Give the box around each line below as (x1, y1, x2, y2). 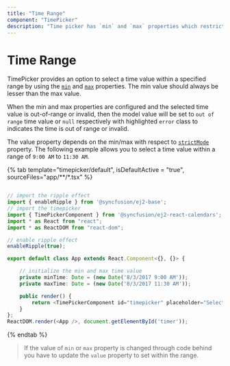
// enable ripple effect (7, 236, 78, 243)
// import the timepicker (7, 205, 81, 212)
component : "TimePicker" (7, 16, 78, 23)
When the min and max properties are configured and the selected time (7, 103, 209, 111)
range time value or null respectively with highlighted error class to (7, 117, 199, 125)
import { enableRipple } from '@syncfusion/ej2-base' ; (7, 199, 167, 206)
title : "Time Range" (7, 10, 66, 17)
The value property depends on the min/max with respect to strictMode (7, 138, 209, 146)
